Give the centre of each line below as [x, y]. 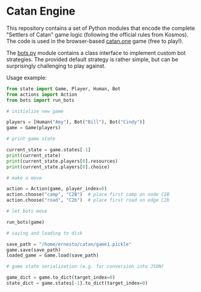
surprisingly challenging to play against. [56, 66]
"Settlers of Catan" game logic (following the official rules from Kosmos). [97, 34]
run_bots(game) [26, 222]
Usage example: [27, 77]
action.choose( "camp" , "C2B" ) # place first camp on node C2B [88, 194]
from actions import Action [42, 94]
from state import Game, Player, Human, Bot [63, 89]
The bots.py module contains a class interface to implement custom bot [96, 52]
